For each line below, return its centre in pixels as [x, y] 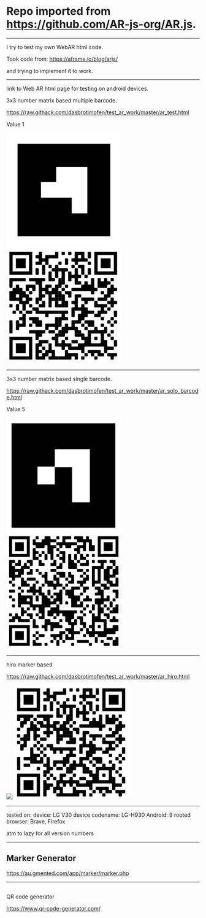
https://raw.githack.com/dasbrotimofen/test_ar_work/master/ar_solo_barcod [102, 391]
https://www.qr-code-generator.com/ [54, 909]
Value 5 [16, 409]
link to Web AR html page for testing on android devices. [78, 88]
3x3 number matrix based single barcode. [59, 379]
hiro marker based [30, 665]
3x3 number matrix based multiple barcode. [62, 100]
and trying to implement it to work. [50, 71]
